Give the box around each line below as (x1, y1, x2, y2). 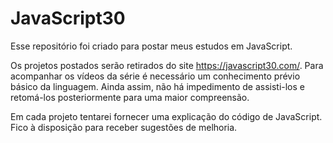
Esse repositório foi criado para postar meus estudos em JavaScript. (10, 40, 293, 52)
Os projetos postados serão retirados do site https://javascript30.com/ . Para (10, 59, 324, 71)
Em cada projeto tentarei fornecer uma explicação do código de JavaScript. (10, 110, 323, 122)
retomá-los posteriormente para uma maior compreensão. (10, 91, 250, 103)
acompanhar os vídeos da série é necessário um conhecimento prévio (10, 70, 301, 82)
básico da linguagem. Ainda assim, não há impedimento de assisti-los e (10, 80, 305, 92)
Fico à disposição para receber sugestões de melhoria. (10, 121, 238, 133)
